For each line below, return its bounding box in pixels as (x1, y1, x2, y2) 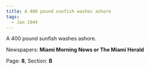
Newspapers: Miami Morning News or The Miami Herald (6, 46, 145, 53)
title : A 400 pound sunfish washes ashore (6, 8, 111, 14)
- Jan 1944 (11, 19, 38, 25)
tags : (6, 14, 19, 20)
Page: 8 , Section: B (6, 57, 53, 64)
